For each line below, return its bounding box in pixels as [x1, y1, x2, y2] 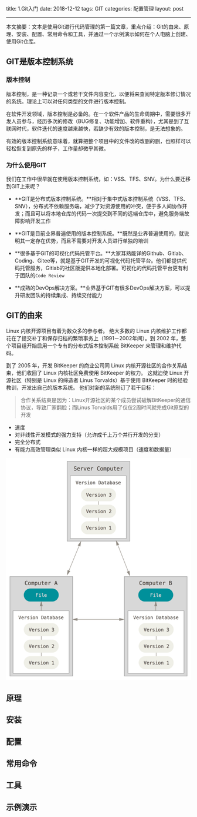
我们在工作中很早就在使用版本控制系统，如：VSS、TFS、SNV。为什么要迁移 [6, 175, 191, 182]
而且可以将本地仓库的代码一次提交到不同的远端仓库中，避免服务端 [25, 210, 185, 217]
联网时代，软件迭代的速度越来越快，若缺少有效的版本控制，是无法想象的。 [6, 125, 186, 132]
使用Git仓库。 [6, 38, 39, 45]
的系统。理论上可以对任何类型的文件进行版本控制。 [6, 98, 130, 105]
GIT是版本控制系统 [6, 57, 73, 67]
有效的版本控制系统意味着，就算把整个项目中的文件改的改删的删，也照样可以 [6, 137, 191, 144]
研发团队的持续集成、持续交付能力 [19, 291, 103, 298]
